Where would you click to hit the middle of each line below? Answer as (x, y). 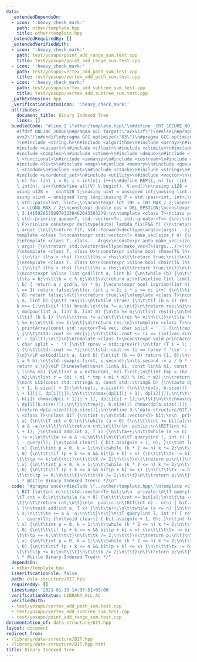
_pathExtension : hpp (36, 99)
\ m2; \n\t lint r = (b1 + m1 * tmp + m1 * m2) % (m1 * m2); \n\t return (103, 377)
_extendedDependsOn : (36, 17)
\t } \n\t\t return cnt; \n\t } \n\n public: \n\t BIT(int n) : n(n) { (97, 502)
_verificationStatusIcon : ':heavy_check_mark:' (71, 104)
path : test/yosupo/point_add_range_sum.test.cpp (77, 55)
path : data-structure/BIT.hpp (48, 579)
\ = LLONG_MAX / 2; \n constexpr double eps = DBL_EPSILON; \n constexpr (103, 208)
